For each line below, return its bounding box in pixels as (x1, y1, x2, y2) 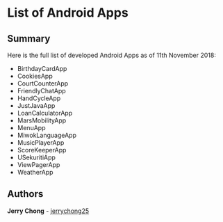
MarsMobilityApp (17, 116, 67, 125)
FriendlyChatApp (17, 87, 66, 95)
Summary (7, 33, 51, 45)
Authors (7, 188, 44, 200)
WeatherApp (17, 168, 53, 176)
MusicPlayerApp (17, 138, 65, 147)
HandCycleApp (17, 94, 61, 102)
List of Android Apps (7, 5, 129, 21)
